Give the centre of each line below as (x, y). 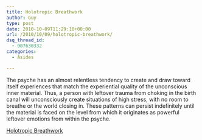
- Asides (23, 57)
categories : (21, 52)
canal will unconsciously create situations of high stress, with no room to (97, 99)
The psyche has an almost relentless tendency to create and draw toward (98, 80)
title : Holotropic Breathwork (45, 12)
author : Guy (21, 18)
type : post (20, 23)
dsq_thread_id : (26, 40)
